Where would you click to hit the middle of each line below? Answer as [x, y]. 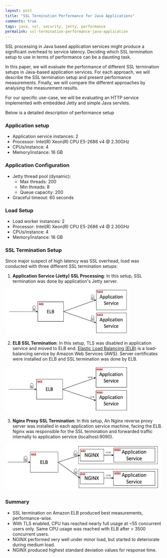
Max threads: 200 [38, 181]
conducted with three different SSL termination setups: [62, 266]
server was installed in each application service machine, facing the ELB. [87, 426]
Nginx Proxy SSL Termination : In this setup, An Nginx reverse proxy [83, 421]
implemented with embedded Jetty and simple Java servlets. [68, 103]
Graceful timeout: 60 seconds [43, 197]
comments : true [21, 21]
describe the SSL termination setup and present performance [68, 77]
